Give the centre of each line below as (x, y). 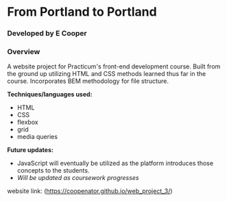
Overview (24, 52)
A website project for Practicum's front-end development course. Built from (114, 66)
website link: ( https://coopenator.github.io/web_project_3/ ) (90, 191)
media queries (37, 137)
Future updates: (30, 150)
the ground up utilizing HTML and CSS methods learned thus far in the (107, 74)
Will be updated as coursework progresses (78, 178)
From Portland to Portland (82, 12)
